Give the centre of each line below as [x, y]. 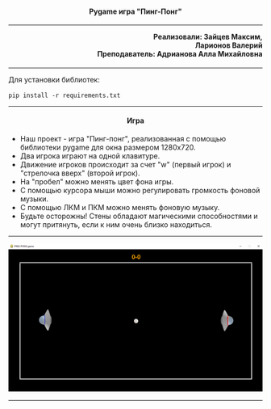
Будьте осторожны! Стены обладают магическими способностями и [139, 216]
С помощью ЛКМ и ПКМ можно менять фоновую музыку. [120, 208]
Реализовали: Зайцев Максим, [208, 37]
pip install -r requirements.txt [65, 95]
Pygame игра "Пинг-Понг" [135, 11]
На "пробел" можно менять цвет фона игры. [97, 182]
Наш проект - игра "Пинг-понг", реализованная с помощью [123, 139]
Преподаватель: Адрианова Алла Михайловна [180, 54]
